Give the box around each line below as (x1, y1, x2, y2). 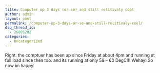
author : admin (5, 12, 34, 17)
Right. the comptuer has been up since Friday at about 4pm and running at (5, 52, 155, 58)
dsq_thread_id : (5, 25, 36, 30)
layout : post (5, 16, 32, 21)
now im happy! (5, 62, 35, 68)
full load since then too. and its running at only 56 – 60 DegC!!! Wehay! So (5, 57, 154, 63)
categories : (5, 35, 29, 39)
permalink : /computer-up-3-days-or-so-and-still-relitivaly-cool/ (5, 20, 143, 26)
